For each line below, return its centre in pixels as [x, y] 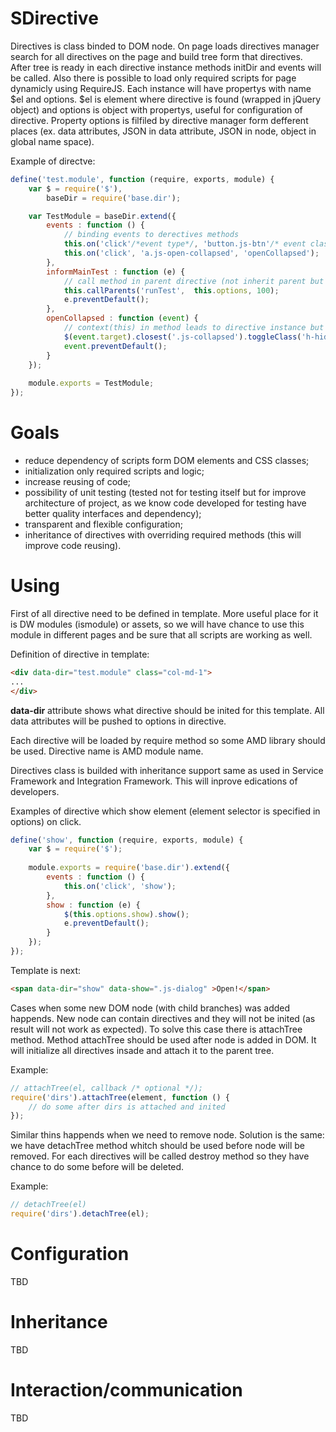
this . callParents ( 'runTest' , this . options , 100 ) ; [171, 290]
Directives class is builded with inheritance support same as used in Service [167, 770]
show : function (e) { [93, 905]
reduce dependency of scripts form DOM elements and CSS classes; [167, 460]
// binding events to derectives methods [151, 235]
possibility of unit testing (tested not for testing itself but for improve [165, 492]
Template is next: [46, 970]
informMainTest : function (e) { [116, 272]
